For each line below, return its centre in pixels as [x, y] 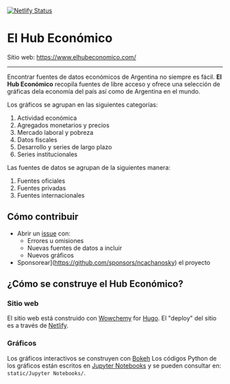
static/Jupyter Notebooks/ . [47, 372]
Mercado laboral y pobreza [55, 132]
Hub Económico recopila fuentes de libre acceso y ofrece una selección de [114, 84]
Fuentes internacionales [51, 195]
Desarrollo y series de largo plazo [64, 146]
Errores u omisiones [55, 240]
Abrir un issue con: [43, 233]
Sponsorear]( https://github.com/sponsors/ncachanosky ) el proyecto [114, 262]
